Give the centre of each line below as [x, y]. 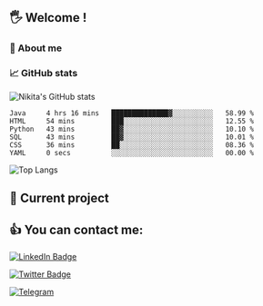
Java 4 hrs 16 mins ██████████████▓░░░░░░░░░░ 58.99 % [132, 113]
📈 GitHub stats [44, 74]
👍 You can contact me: [76, 230]
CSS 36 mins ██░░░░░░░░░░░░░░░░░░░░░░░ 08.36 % [132, 145]
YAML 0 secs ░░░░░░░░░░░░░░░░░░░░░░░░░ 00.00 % [132, 153]
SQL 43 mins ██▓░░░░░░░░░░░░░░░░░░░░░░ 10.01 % [132, 137]
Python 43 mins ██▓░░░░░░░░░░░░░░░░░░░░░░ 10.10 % [132, 129]
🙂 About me [35, 48]
